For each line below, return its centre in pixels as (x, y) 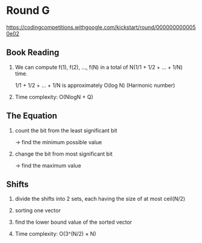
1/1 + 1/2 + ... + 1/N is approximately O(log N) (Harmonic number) (95, 85)
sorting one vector (38, 210)
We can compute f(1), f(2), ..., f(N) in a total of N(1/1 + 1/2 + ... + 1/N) (99, 67)
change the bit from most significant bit (64, 154)
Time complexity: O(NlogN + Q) (54, 96)
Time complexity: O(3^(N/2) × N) (55, 234)
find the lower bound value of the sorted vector (73, 222)
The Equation (32, 116)
